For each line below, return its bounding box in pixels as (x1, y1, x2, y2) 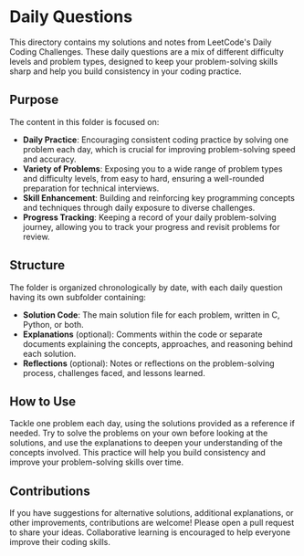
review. (22, 231, 50, 242)
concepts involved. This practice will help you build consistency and (9, 447, 267, 458)
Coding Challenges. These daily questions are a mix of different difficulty (9, 46, 285, 57)
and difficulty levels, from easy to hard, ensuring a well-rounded (22, 173, 265, 184)
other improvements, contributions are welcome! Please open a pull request (9, 518, 295, 529)
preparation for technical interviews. (22, 183, 160, 194)
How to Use (9, 393, 77, 409)
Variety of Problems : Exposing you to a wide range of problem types (22, 163, 283, 174)
